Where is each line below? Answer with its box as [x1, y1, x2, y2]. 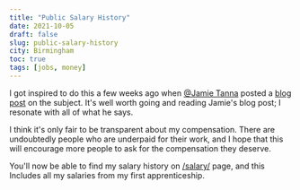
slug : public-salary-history [9, 38, 119, 47]
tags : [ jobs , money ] [9, 64, 87, 73]
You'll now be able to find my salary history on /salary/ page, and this [9, 160, 265, 171]
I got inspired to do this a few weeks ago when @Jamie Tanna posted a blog [9, 87, 292, 99]
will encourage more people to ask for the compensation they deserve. [9, 142, 272, 153]
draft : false [9, 30, 58, 39]
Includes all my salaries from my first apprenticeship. [9, 169, 205, 180]
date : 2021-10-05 [9, 22, 75, 30]
